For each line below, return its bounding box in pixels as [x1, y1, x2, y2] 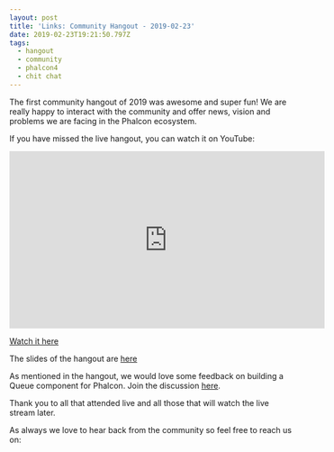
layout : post [9, 13, 59, 23]
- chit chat [17, 72, 63, 81]
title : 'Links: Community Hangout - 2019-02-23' [9, 22, 195, 31]
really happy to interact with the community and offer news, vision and [9, 105, 271, 117]
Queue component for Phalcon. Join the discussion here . [9, 380, 221, 391]
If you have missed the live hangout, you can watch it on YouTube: [9, 132, 255, 144]
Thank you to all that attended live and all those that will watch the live [9, 397, 270, 408]
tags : [9, 38, 30, 48]
